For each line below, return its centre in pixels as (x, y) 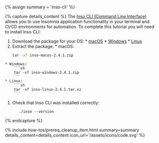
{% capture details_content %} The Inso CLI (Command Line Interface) (76, 16)
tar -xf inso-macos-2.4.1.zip (43, 55)
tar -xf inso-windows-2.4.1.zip (46, 72)
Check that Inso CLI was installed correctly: (56, 103)
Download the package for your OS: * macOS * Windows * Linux (77, 41)
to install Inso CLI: (23, 32)
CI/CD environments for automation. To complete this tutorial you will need (80, 27)
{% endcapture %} (24, 120)
